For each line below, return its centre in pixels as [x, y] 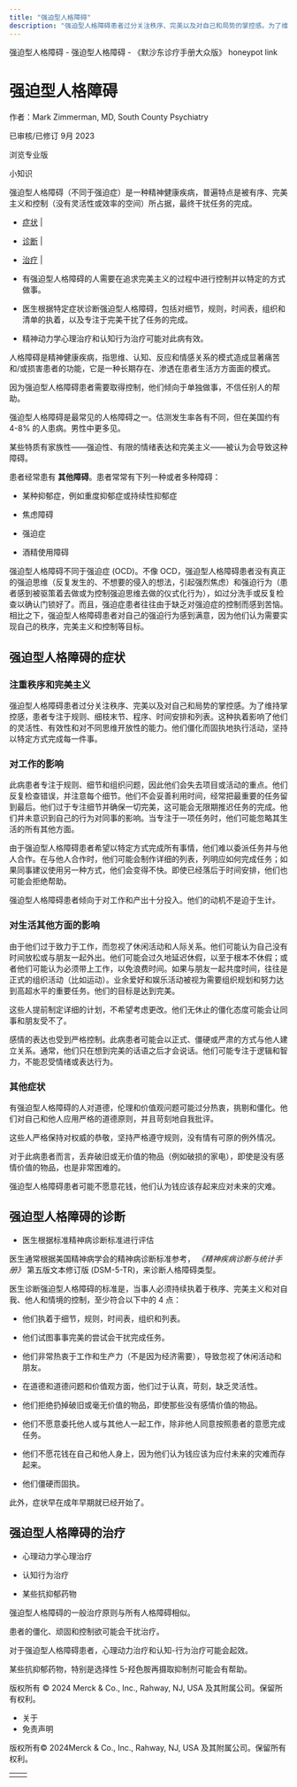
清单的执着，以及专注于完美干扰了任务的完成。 [107, 320]
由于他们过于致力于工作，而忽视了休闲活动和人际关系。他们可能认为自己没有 [148, 946]
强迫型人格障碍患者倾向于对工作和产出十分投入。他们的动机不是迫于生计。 [145, 900]
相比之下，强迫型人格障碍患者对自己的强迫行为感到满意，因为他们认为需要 [145, 616]
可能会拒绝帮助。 [40, 882]
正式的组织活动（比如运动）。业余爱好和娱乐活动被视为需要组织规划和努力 [143, 979]
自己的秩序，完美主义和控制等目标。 [82, 626]
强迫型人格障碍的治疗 [67, 1533]
